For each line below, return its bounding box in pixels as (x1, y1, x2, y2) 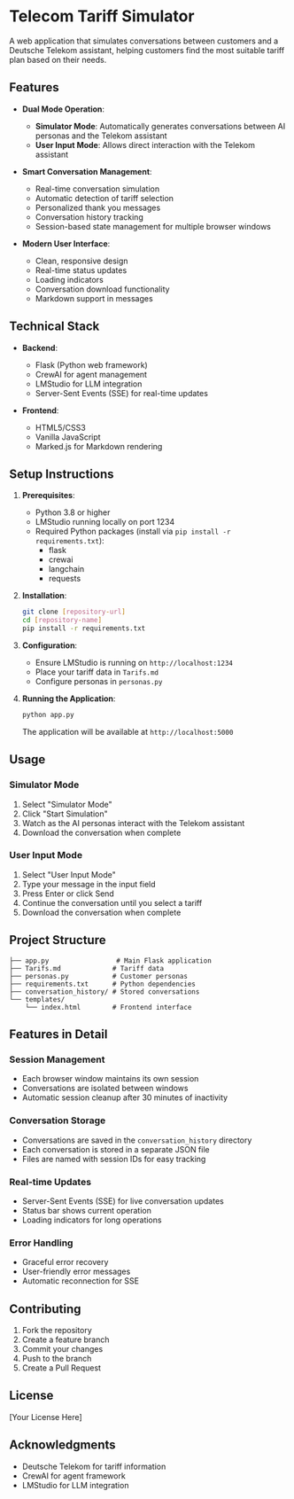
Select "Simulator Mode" (21, 799, 112, 809)
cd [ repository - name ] (21, 616, 103, 625)
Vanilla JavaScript (35, 432, 101, 442)
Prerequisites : (21, 490, 75, 501)
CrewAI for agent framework (21, 1470, 126, 1481)
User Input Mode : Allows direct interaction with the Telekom (35, 139, 255, 150)
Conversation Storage (9, 1114, 106, 1127)
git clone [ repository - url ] (21, 607, 126, 617)
